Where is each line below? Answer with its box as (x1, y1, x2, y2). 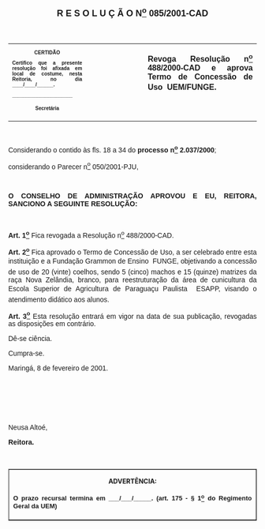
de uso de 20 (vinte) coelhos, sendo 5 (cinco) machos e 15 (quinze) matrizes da (8, 267, 257, 276)
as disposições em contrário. (8, 320, 96, 328)
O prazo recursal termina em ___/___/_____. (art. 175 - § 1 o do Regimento (13, 493, 252, 503)
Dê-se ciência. (8, 334, 53, 343)
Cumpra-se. (8, 349, 45, 358)
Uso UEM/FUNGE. (147, 83, 217, 92)
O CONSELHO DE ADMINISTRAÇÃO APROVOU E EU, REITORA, (8, 192, 257, 201)
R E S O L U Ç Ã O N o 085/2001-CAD (56, 6, 209, 19)
